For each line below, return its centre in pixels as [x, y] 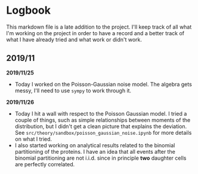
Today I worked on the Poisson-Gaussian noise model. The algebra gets [103, 84]
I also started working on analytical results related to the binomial [95, 145]
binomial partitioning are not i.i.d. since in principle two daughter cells [100, 158]
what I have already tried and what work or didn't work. [74, 39]
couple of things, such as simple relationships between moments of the [103, 120]
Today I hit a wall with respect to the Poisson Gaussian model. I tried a [101, 113]
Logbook [28, 10]
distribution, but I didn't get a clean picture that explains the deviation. [101, 126]
